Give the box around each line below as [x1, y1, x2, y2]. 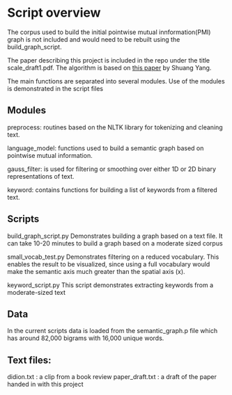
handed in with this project [7, 380, 84, 389]
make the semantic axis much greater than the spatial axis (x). [7, 267, 186, 275]
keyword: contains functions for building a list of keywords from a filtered [7, 186, 217, 194]
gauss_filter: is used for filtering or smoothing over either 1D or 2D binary [7, 165, 217, 173]
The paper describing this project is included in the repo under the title [7, 56, 210, 64]
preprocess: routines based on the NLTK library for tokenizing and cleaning [7, 123, 223, 131]
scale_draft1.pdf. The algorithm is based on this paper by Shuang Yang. [7, 63, 212, 72]
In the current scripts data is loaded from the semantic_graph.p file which [7, 327, 218, 335]
